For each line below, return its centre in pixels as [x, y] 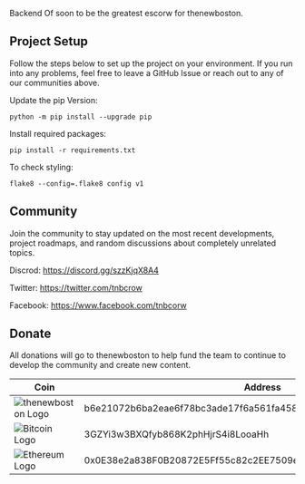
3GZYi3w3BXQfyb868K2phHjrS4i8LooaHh [177, 434]
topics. [22, 252]
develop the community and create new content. [100, 365]
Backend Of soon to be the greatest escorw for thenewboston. [126, 13]
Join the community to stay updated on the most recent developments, [142, 233]
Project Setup [49, 41]
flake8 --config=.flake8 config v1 [77, 184]
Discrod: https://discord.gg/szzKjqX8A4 [84, 270]
